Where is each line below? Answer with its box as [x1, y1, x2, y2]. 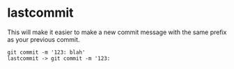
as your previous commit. [7, 35, 80, 43]
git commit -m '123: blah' [7, 49, 86, 56]
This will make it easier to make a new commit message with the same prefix [7, 28, 227, 36]
